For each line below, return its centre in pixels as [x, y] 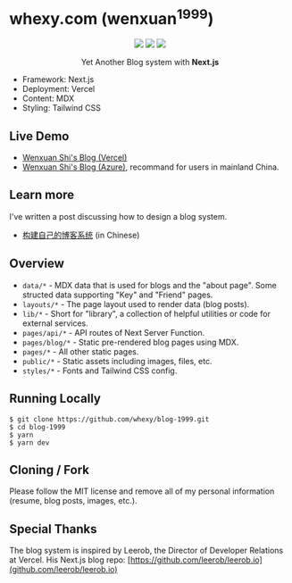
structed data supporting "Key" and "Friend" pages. [117, 295]
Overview [37, 264]
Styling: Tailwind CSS [61, 108]
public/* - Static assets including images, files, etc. [117, 361]
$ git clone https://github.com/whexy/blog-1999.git [109, 419]
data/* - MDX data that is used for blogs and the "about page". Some [149, 285]
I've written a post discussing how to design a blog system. [118, 216]
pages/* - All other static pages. [80, 351]
